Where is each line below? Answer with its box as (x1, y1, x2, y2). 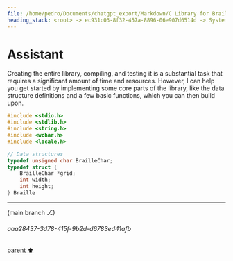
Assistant (7, 47, 64, 62)
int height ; (19, 183, 54, 190)
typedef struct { (7, 164, 58, 171)
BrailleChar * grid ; (19, 170, 76, 177)
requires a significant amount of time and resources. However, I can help (7, 77, 215, 85)
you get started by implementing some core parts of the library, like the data (7, 84, 225, 92)
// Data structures (7, 151, 64, 158)
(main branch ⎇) (7, 208, 55, 217)
